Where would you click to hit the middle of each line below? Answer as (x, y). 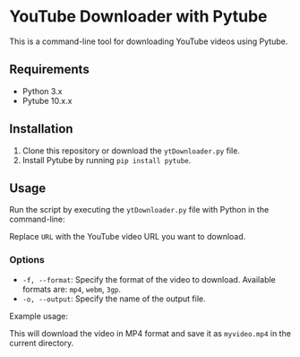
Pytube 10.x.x (47, 100)
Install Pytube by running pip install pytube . (107, 160)
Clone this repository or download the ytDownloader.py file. (131, 151)
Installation (41, 129)
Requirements (49, 70)
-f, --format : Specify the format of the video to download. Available (149, 279)
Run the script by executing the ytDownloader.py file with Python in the (139, 210)
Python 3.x (42, 91)
